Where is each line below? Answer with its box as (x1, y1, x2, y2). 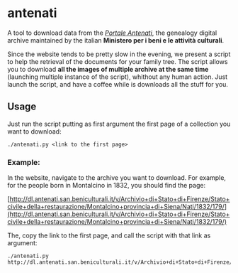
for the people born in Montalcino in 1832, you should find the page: (7, 181, 206, 190)
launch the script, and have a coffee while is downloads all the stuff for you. (7, 80, 229, 88)
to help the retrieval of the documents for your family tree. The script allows (7, 57, 228, 65)
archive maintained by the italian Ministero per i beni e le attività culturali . (7, 36, 225, 44)
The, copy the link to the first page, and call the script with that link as (7, 231, 211, 240)
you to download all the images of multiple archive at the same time (7, 65, 209, 73)
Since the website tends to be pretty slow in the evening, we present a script (7, 50, 231, 58)
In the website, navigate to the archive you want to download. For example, (7, 173, 227, 182)
